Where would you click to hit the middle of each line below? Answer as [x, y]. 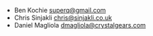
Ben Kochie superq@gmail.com [60, 10]
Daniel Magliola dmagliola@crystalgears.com [80, 25]
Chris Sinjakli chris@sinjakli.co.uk [63, 18]
